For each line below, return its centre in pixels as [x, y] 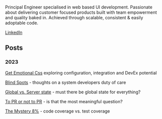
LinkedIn [14, 32]
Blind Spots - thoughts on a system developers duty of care [66, 82]
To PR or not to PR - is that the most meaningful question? [64, 101]
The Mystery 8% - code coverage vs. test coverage [58, 111]
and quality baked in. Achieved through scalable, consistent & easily [74, 18]
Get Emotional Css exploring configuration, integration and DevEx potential [81, 73]
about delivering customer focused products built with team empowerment [81, 12]
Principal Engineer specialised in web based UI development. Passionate [79, 7]
